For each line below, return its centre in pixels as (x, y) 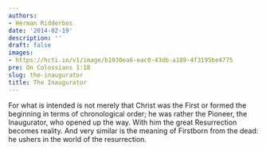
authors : (23, 16)
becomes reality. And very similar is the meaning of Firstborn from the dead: (133, 130)
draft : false (30, 45)
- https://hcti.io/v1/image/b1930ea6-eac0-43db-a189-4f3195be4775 (121, 61)
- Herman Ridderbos (41, 23)
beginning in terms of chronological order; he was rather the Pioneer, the (128, 113)
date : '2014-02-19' (41, 30)
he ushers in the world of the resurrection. (78, 139)
